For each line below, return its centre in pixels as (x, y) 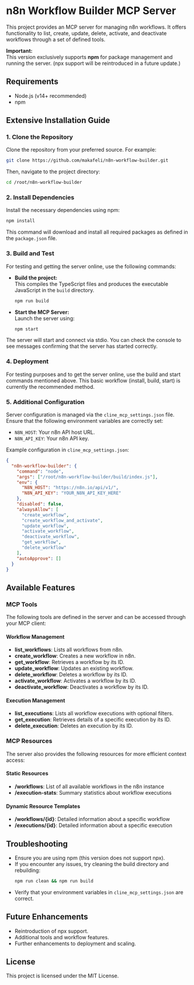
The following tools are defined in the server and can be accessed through (96, 617)
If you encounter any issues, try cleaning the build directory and (91, 864)
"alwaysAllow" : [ (38, 509)
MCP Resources (29, 741)
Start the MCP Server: (42, 312)
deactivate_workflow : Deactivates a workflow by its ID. (82, 687)
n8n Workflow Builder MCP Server (91, 11)
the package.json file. (32, 238)
